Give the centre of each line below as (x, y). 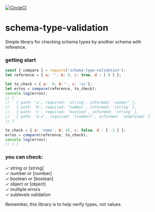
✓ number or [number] (29, 173)
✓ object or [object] (26, 184)
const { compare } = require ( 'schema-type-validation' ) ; (66, 70)
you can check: (24, 157)
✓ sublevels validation (28, 194)
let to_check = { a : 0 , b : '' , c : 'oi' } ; (49, 84)
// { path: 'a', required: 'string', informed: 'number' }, (71, 102)
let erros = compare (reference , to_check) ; (51, 88)
